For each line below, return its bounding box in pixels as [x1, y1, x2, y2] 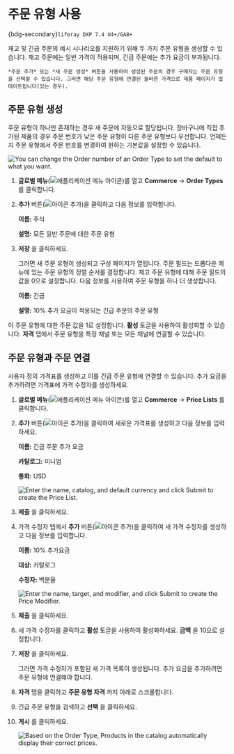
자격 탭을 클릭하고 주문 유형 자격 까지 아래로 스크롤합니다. [17, 687, 174, 696]
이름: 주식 [17, 214, 45, 223]
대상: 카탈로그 [17, 560, 56, 569]
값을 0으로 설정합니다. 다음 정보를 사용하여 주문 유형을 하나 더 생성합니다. [17, 276, 217, 285]
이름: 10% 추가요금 [17, 546, 70, 554]
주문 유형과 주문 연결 [8, 352, 91, 364]
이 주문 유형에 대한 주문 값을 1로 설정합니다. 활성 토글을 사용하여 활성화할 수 [8, 321, 213, 329]
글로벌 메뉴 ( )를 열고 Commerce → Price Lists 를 [17, 395, 225, 404]
